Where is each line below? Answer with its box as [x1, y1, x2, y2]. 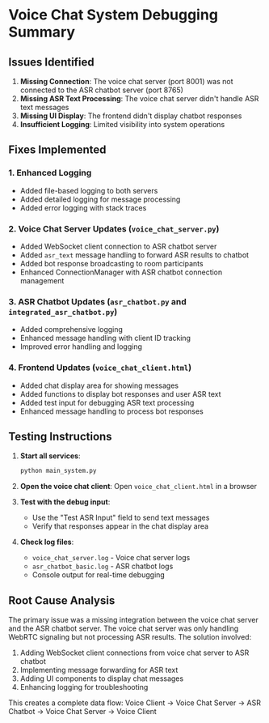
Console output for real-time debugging [32, 570, 166, 580]
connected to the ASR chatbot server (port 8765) [19, 85, 184, 95]
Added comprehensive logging [19, 325, 124, 334]
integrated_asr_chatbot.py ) [8, 306, 118, 317]
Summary [8, 23, 75, 41]
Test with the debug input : [19, 497, 111, 507]
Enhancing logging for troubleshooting [19, 683, 149, 692]
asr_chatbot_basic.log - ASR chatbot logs [32, 561, 174, 572]
